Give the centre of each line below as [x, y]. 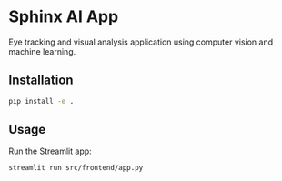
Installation [41, 80]
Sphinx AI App [64, 17]
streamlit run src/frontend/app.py [76, 168]
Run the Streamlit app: [50, 151]
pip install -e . [41, 101]
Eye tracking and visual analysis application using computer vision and [141, 42]
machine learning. [42, 51]
